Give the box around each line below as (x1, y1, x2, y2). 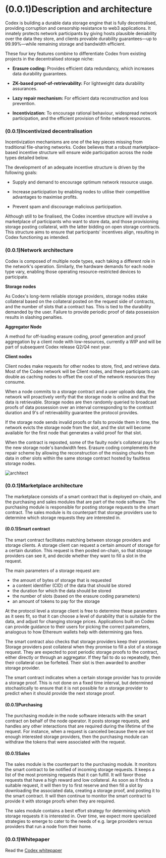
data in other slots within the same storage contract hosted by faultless (5, 455, 150, 461)
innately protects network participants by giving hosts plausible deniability (5, 30, 157, 36)
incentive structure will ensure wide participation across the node (19, 150, 153, 156)
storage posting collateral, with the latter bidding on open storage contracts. (5, 224, 161, 230)
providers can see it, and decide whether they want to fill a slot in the (5, 553, 146, 559)
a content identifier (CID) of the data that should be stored (12, 582, 131, 588)
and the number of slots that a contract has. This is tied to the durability (5, 303, 151, 309)
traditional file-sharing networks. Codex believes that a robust (5, 144, 131, 150)
